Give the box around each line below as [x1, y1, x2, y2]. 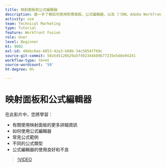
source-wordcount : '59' [5, 62, 54, 67]
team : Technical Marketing [5, 21, 61, 26]
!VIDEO [17, 156, 32, 162]
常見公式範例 [12, 134, 39, 140]
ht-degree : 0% [5, 67, 35, 72]
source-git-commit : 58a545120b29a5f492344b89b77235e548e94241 [5, 53, 136, 58]
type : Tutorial [5, 26, 37, 31]
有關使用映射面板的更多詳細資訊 [12, 122, 78, 127]
